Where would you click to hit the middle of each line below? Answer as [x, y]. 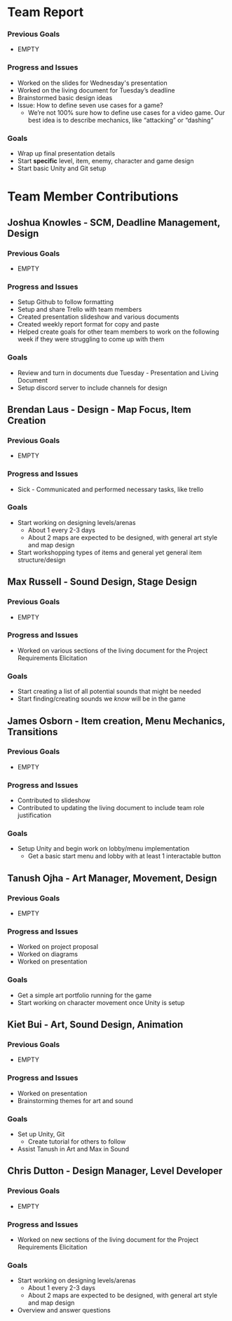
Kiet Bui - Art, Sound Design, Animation [95, 1025]
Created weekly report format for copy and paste [88, 324]
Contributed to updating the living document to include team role [111, 808]
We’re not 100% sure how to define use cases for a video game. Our [127, 112]
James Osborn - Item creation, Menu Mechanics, [116, 721]
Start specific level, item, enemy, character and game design [105, 161]
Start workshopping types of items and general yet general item [109, 552]
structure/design [41, 560]
